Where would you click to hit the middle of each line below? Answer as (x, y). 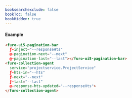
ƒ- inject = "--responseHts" (36, 50)
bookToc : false (21, 14)
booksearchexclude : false (32, 10)
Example (14, 34)
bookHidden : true (23, 19)
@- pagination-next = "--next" (39, 54)
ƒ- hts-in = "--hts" (27, 72)
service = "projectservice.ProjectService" (53, 68)
